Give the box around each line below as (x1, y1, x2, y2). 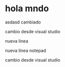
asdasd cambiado (5, 19, 41, 25)
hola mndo (5, 3, 49, 14)
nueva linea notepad (5, 47, 46, 53)
